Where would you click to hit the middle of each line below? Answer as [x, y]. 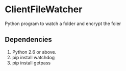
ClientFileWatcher [44, 9]
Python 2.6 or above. [34, 52]
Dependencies [28, 40]
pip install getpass [31, 63]
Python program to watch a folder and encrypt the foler [63, 23]
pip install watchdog [33, 57]
